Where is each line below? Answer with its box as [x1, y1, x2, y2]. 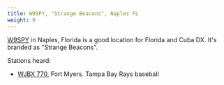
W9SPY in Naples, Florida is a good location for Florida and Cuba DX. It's [7, 35, 217, 44]
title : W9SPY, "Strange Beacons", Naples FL [7, 10, 139, 17]
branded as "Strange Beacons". [7, 43, 98, 51]
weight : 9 [7, 17, 36, 23]
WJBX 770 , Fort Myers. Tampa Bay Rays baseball [17, 70, 159, 78]
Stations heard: [7, 56, 51, 64]
